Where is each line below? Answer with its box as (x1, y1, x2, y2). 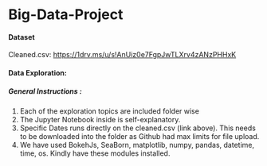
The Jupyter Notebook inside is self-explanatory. (19, 114, 181, 124)
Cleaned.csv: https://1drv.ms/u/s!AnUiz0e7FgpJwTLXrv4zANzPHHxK (8, 50, 237, 60)
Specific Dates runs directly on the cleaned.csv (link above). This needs (19, 123, 257, 133)
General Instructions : (8, 86, 82, 96)
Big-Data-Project (8, 6, 124, 24)
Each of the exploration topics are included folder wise (19, 106, 199, 116)
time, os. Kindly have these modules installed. (19, 149, 171, 158)
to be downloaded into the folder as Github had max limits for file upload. (19, 131, 260, 141)
